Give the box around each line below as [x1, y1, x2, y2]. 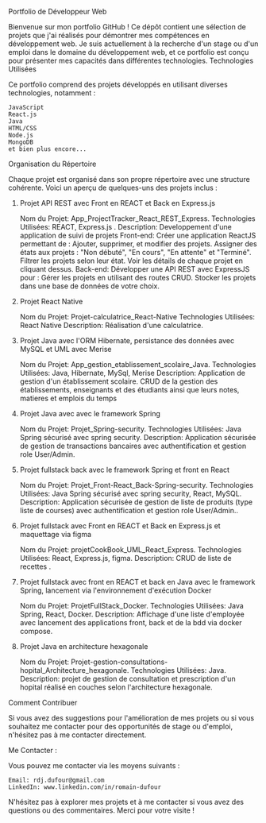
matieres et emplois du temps [19, 393, 118, 403]
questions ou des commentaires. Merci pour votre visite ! [8, 806, 195, 815]
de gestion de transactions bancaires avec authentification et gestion [19, 441, 247, 450]
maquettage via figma [19, 530, 92, 539]
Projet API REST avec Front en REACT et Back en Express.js [19, 199, 216, 207]
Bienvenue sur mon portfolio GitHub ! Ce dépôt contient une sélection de [8, 22, 246, 31]
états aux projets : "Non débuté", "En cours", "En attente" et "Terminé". [19, 248, 252, 257]
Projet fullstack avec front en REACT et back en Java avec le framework [19, 578, 256, 586]
